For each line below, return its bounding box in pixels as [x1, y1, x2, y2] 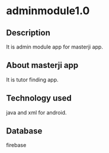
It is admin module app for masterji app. [6, 43, 104, 50]
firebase [6, 142, 27, 149]
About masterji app [6, 60, 79, 70]
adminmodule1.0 [6, 4, 90, 18]
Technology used [6, 93, 72, 103]
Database [6, 126, 43, 136]
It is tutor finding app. [6, 76, 59, 83]
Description [6, 28, 50, 38]
